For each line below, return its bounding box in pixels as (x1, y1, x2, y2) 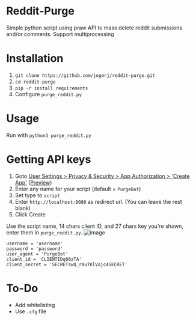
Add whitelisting (14, 301, 55, 308)
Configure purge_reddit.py (14, 90, 82, 97)
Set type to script (14, 191, 60, 199)
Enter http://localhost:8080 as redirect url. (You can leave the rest (14, 198, 182, 205)
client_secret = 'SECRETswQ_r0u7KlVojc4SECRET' (6, 261, 128, 267)
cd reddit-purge (14, 79, 56, 85)
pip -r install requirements (14, 85, 88, 91)
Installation (6, 52, 64, 66)
